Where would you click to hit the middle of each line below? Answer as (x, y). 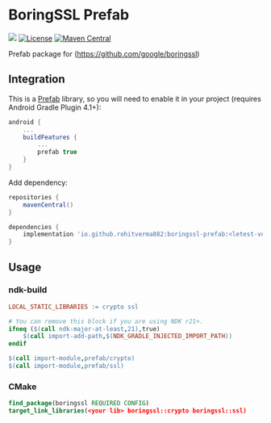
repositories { (34, 197)
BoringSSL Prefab (69, 15)
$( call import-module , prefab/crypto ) (72, 358)
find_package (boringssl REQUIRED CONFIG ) (79, 404)
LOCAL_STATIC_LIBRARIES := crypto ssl (73, 307)
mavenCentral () (48, 205)
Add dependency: (38, 182)
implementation (48, 235)
